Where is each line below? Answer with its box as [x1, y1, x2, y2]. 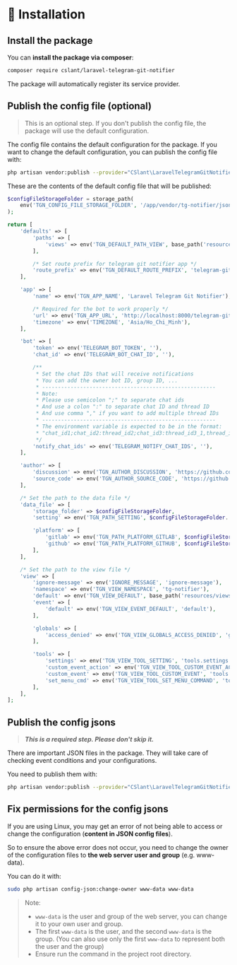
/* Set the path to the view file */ [20, 566, 131, 573]
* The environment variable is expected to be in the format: [35, 423, 222, 430]
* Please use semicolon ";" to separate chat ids [35, 397, 185, 404]
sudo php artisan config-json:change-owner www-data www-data [7, 885, 194, 893]
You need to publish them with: [7, 770, 97, 778]
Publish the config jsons [7, 716, 116, 728]
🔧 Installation [7, 6, 86, 23]
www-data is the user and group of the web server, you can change [35, 912, 228, 920]
